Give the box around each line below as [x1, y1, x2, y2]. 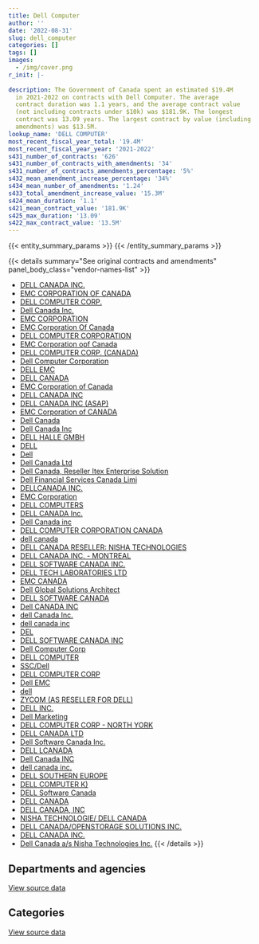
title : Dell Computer [8, 11, 80, 20]
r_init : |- [8, 71, 45, 79]
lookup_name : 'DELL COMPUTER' [8, 130, 109, 138]
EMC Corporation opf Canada [19, 339, 118, 349]
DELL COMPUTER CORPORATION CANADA [19, 526, 163, 535]
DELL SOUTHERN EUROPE [19, 771, 108, 781]
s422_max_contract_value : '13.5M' [8, 219, 124, 227]
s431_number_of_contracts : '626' [8, 152, 120, 160]
